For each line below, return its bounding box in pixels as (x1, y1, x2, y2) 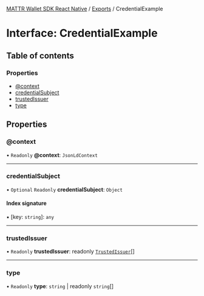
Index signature (6, 200, 47, 207)
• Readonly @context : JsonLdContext (6, 151, 98, 158)
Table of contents (6, 50, 74, 61)
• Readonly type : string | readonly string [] (6, 282, 114, 290)
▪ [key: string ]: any (6, 214, 55, 221)
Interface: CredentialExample (6, 27, 158, 40)
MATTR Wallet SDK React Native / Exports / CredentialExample (6, 5, 163, 12)
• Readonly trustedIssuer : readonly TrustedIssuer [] (6, 248, 135, 255)
